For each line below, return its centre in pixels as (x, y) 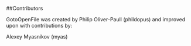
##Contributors (25, 8)
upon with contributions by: (39, 26)
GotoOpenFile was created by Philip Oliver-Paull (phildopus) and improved (96, 19)
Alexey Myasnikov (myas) (37, 37)
